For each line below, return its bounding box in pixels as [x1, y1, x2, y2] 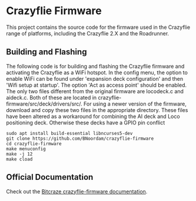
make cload [6, 156, 33, 162]
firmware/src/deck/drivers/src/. [6, 100, 82, 107]
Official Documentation [6, 172, 94, 182]
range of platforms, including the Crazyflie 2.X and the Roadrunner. [6, 29, 170, 37]
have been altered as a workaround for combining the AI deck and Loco [6, 113, 181, 120]
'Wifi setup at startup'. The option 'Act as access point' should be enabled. [6, 81, 187, 88]
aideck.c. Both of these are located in [6, 94, 97, 101]
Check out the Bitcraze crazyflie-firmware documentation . [6, 187, 148, 195]
